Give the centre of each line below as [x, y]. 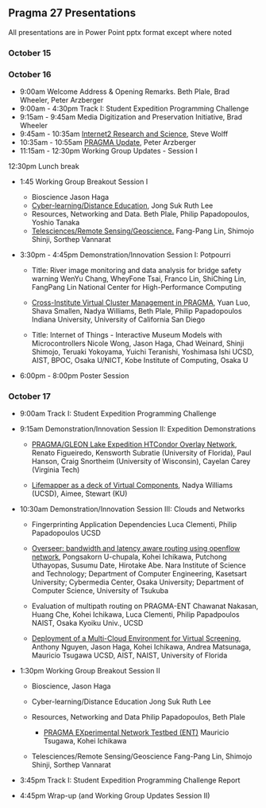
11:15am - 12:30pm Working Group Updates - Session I [109, 151]
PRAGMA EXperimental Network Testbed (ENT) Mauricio [136, 732]
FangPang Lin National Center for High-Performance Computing [137, 287]
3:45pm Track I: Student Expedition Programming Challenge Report [130, 780]
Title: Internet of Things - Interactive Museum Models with [127, 335]
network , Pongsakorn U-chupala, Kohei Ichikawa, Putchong [129, 557]
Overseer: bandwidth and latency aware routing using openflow [136, 548]
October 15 [30, 53]
